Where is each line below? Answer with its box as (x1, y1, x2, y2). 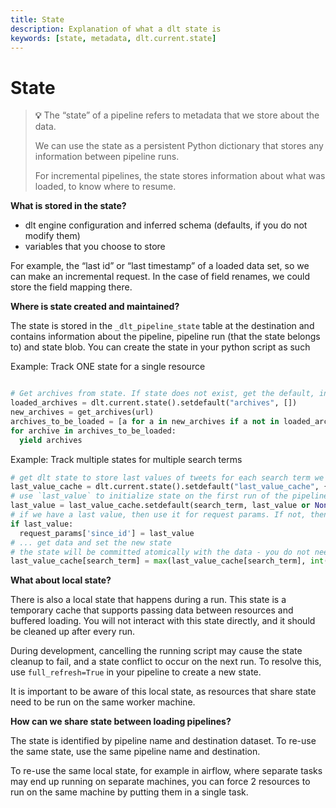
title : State (10, 14, 65, 25)
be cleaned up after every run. (10, 626, 136, 638)
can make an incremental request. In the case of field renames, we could (10, 271, 311, 283)
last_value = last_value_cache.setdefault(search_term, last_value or (10, 501, 311, 511)
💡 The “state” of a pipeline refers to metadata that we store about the (34, 109, 320, 121)
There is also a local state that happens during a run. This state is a (10, 594, 287, 606)
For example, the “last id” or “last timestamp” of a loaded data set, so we (10, 260, 310, 272)
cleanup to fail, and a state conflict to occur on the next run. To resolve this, (10, 656, 322, 668)
